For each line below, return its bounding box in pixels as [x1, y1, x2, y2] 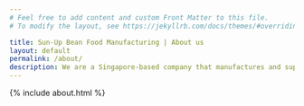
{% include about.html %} [9, 87, 106, 98]
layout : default [9, 46, 71, 55]
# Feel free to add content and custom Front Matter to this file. [9, 13, 270, 22]
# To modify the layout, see [9, 22, 119, 31]
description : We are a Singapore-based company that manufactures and [9, 63, 281, 72]
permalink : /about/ [9, 55, 83, 64]
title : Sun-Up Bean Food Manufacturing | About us [9, 38, 204, 47]
